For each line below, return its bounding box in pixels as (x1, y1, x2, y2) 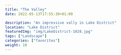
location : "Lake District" (5, 25, 60, 29)
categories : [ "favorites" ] (5, 38, 60, 43)
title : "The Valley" (5, 7, 47, 12)
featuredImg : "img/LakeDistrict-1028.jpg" (5, 29, 93, 34)
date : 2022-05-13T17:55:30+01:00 (5, 12, 73, 16)
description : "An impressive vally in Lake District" (5, 20, 117, 25)
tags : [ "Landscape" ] (5, 34, 47, 39)
